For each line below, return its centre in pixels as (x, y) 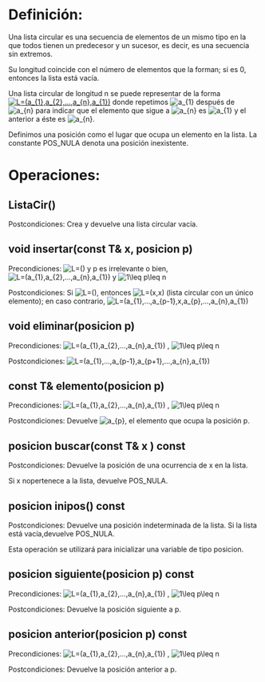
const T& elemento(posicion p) (87, 386)
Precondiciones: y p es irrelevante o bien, (89, 268)
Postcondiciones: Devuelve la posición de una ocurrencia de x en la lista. (129, 465)
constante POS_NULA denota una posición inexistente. (99, 142)
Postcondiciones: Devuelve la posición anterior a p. (93, 669)
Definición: (45, 15)
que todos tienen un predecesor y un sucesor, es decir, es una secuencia (129, 45)
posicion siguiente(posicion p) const (101, 574)
